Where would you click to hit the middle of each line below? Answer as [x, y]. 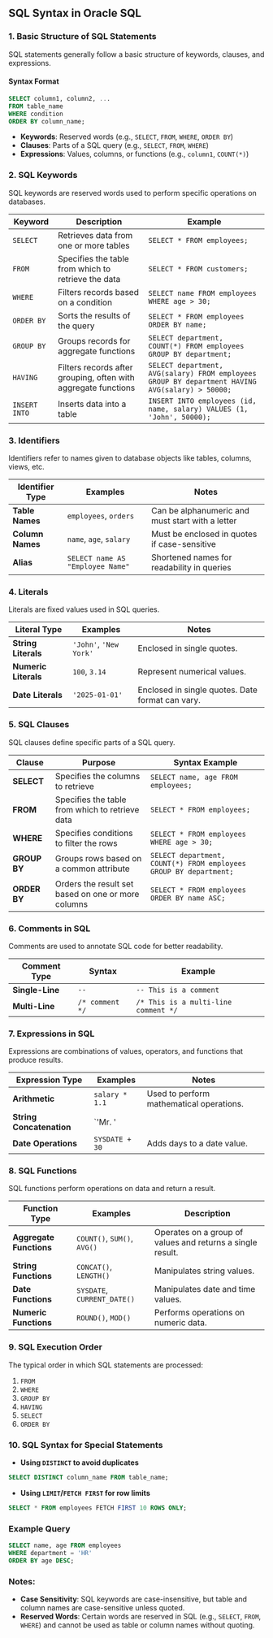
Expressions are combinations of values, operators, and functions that [126, 1051]
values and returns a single [206, 1242]
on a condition [85, 302]
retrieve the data [89, 279]
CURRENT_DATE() [106, 1300]
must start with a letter [194, 521]
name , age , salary [99, 539]
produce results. [36, 1060]
